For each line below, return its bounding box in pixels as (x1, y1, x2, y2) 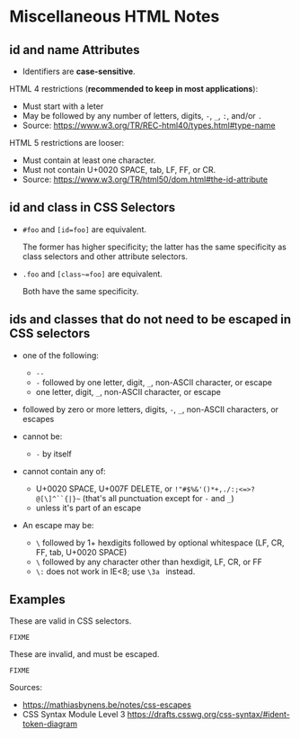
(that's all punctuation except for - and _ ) (82, 492, 235, 503)
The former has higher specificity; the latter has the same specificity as (22, 241, 287, 252)
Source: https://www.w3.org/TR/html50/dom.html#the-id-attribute (22, 174, 268, 184)
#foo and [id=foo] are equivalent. (22, 223, 146, 235)
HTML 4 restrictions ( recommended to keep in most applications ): (9, 84, 259, 94)
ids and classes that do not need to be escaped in (9, 312, 292, 328)
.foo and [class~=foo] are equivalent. (22, 268, 163, 279)
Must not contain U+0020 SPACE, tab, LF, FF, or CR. (22, 165, 216, 175)
